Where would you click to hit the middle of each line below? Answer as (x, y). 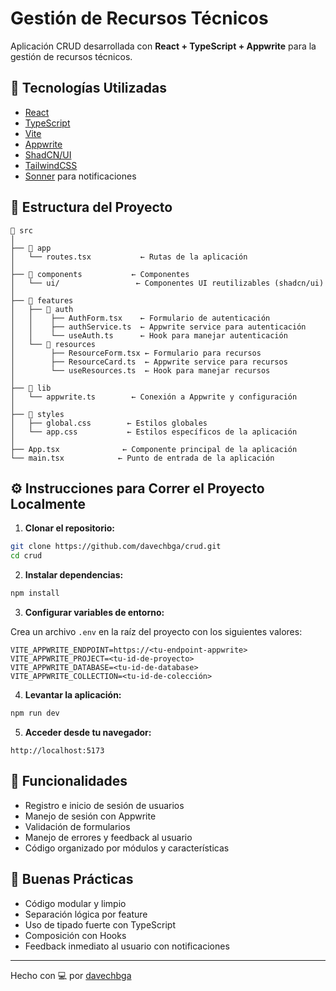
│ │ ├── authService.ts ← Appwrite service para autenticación (158, 327)
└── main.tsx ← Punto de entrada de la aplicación (142, 458)
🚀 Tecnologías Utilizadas (88, 88)
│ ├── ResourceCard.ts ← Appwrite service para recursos (149, 362)
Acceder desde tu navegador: (88, 732)
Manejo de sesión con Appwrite (90, 816)
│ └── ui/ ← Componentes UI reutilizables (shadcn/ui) (167, 283)
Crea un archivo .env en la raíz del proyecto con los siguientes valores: (156, 631)
